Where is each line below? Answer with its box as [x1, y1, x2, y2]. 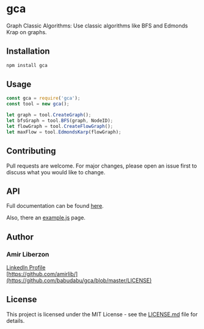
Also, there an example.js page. [6, 214, 86, 221]
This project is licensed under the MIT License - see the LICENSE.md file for [6, 310, 198, 318]
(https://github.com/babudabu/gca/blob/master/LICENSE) [6, 277, 152, 284]
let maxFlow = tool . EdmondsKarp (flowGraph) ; [6, 129, 122, 135]
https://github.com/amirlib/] [8, 271, 78, 277]
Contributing [6, 146, 56, 157]
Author [6, 232, 34, 242]
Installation [6, 46, 50, 57]
